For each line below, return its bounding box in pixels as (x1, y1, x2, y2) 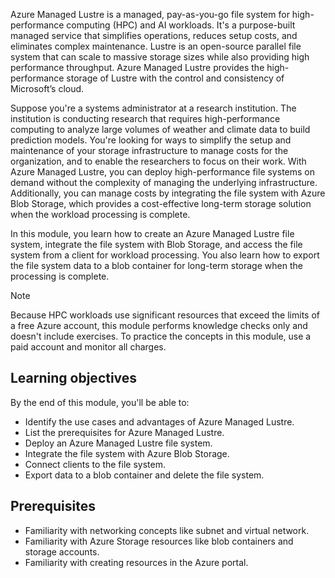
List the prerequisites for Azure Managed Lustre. (24, 426, 225, 438)
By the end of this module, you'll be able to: (10, 396, 190, 408)
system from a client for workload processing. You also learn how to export (10, 249, 320, 261)
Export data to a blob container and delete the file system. (24, 469, 265, 481)
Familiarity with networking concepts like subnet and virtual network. (24, 524, 310, 536)
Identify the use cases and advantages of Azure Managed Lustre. (24, 415, 295, 428)
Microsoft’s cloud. (10, 83, 85, 94)
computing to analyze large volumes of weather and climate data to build (10, 124, 311, 135)
